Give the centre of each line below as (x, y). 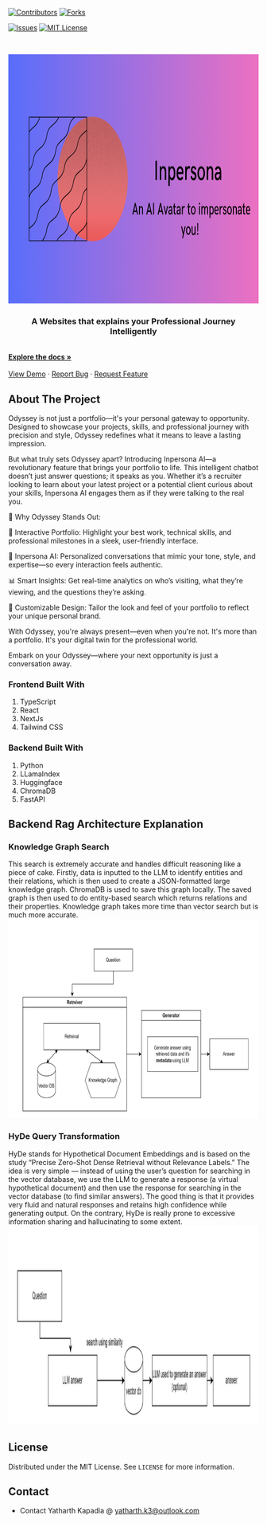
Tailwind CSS (41, 727)
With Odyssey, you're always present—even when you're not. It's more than (133, 632)
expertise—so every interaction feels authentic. (86, 565)
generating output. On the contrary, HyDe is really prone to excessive (122, 1213)
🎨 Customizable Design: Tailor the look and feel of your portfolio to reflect (129, 608)
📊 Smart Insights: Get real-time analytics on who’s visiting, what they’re (126, 581)
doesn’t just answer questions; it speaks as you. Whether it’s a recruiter (125, 476)
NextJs (31, 719)
